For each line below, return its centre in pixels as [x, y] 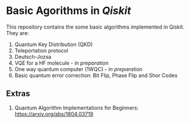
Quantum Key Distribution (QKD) [53, 44]
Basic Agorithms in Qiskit [69, 11]
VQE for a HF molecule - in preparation [61, 63]
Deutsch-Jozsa [33, 57]
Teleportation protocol [41, 50]
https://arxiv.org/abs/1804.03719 [54, 114]
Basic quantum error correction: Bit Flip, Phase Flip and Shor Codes [96, 75]
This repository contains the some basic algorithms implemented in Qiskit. [95, 27]
